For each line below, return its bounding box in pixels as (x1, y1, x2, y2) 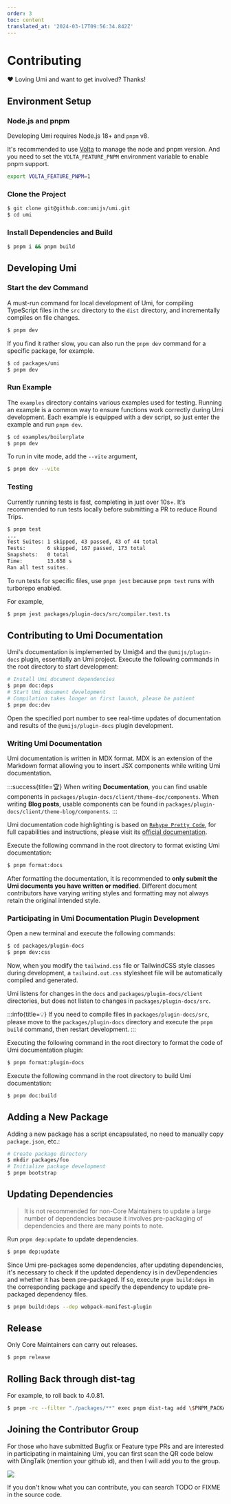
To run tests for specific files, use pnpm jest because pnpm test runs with (7, 576, 214, 585)
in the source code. (7, 1490, 62, 1498)
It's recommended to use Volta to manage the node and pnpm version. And (7, 145, 221, 153)
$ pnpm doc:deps (7, 682, 54, 689)
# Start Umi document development (7, 689, 107, 696)
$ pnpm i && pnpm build (7, 243, 76, 250)
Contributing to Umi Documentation (7, 630, 164, 642)
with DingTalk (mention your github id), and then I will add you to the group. (7, 1456, 221, 1465)
